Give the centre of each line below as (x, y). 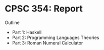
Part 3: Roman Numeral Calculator (47, 42)
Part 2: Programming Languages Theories (56, 37)
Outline (12, 22)
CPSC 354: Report (44, 9)
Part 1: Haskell (27, 32)
